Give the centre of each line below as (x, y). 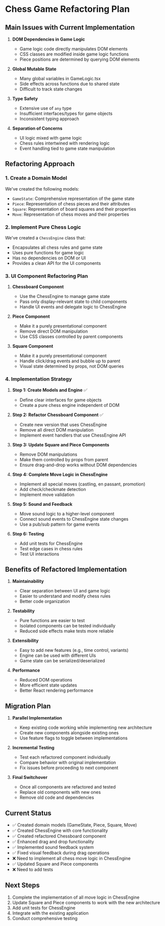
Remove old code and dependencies (57, 797)
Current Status (28, 813)
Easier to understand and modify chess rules (65, 596)
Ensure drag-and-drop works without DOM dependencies (78, 465)
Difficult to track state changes (51, 89)
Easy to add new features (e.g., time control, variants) (74, 650)
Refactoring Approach (40, 164)
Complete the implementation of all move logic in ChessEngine (76, 897)
